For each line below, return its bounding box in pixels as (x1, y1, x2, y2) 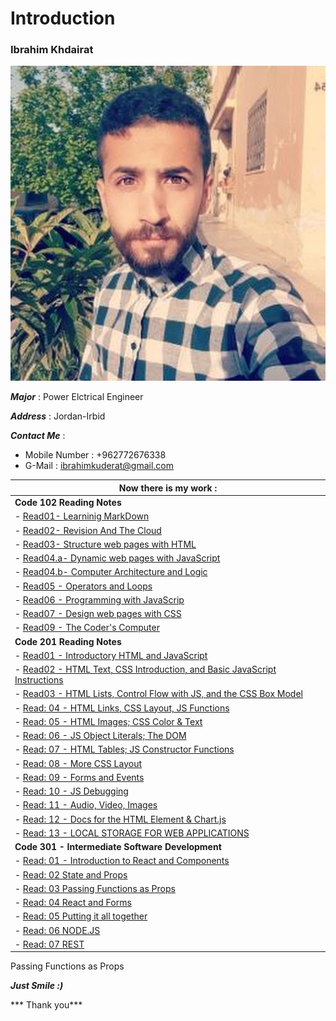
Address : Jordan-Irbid (10, 410, 106, 422)
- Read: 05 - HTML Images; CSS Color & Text (14, 715, 203, 727)
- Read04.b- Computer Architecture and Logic (14, 566, 208, 578)
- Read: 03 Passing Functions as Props (14, 882, 176, 894)
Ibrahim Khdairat (10, 43, 94, 57)
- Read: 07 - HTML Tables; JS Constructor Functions (14, 743, 235, 756)
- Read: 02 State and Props (14, 868, 128, 881)
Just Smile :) (10, 980, 64, 992)
